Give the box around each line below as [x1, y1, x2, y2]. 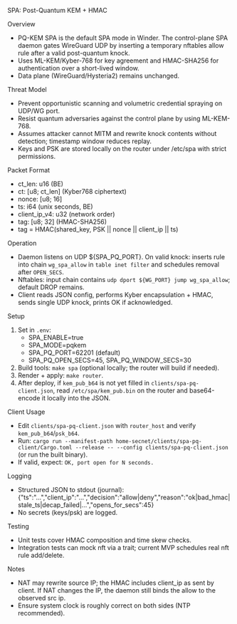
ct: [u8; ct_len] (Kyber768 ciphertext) [17, 187, 127, 195]
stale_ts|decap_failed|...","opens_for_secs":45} [17, 501, 154, 509]
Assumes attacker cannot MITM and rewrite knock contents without [17, 130, 217, 137]
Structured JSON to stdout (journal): [17, 486, 125, 494]
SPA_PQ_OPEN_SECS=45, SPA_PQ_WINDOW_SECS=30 [28, 356, 192, 364]
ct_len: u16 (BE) [17, 180, 64, 188]
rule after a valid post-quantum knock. [17, 49, 130, 57]
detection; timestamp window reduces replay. [17, 137, 152, 145]
